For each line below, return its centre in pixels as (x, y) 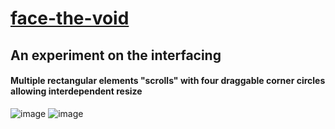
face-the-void (70, 18)
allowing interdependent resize (76, 91)
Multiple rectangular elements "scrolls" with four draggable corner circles (168, 81)
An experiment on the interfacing (116, 55)
